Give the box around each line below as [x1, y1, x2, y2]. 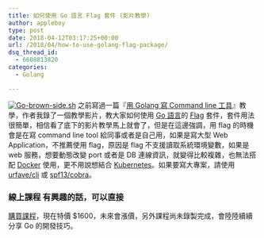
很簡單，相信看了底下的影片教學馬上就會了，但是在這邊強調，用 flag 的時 [8, 120, 247, 129]
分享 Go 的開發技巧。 [8, 221, 78, 230]
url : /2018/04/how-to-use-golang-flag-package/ [8, 41, 169, 49]
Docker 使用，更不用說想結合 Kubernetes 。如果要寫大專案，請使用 [17, 159, 235, 169]
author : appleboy [8, 19, 66, 27]
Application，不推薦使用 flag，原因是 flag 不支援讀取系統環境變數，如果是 [8, 140, 250, 149]
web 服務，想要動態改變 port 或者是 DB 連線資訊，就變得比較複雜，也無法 [8, 150, 250, 159]
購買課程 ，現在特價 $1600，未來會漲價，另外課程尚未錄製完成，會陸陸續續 [8, 211, 253, 221]
